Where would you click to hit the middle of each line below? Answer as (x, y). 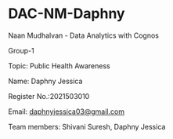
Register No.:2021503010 (49, 96)
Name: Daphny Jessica (45, 81)
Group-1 (21, 50)
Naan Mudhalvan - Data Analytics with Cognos (83, 35)
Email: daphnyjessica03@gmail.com (67, 112)
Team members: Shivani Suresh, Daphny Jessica (87, 126)
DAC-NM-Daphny (67, 14)
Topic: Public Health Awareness (59, 66)
